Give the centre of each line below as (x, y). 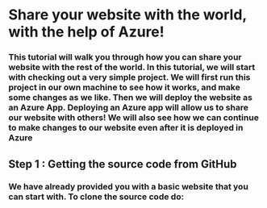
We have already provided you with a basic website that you (128, 187)
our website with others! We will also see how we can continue (134, 118)
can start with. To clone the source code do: (96, 197)
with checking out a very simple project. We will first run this (129, 77)
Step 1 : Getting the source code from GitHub (123, 164)
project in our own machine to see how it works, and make (124, 88)
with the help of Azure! (86, 32)
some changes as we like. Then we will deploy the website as (130, 98)
